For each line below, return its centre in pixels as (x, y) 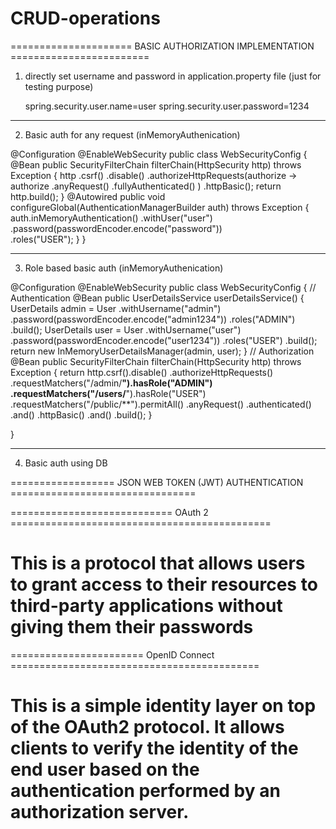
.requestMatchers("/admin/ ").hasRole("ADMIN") (111, 383)
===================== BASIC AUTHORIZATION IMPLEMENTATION (162, 46)
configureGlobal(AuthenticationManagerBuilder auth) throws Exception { (160, 207)
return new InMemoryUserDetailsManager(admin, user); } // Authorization (162, 351)
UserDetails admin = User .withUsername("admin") (116, 308)
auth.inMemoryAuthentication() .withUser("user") (111, 218)
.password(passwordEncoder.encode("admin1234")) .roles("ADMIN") (153, 319)
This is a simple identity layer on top (163, 706)
